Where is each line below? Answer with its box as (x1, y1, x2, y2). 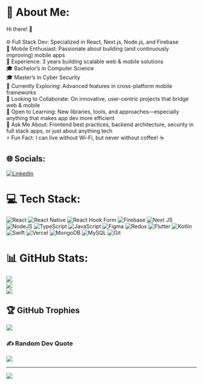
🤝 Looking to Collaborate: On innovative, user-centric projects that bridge (6, 95, 189, 102)
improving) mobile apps (6, 51, 65, 59)
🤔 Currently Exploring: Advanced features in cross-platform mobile (6, 82, 173, 89)
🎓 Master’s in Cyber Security (6, 74, 80, 81)
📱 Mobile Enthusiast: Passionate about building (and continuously (6, 45, 169, 52)
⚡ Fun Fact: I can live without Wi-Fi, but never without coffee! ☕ (6, 134, 164, 141)
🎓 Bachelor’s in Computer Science (6, 65, 94, 72)
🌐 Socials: (6, 154, 46, 164)
